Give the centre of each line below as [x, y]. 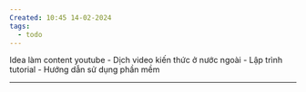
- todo [30, 34]
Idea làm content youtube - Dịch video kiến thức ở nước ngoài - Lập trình [146, 60]
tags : [20, 26]
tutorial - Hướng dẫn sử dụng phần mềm [85, 69]
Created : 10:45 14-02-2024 [61, 18]
